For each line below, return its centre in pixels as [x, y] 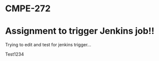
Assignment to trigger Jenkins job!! [80, 31]
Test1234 [14, 54]
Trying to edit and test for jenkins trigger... [48, 45]
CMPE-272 [28, 9]
